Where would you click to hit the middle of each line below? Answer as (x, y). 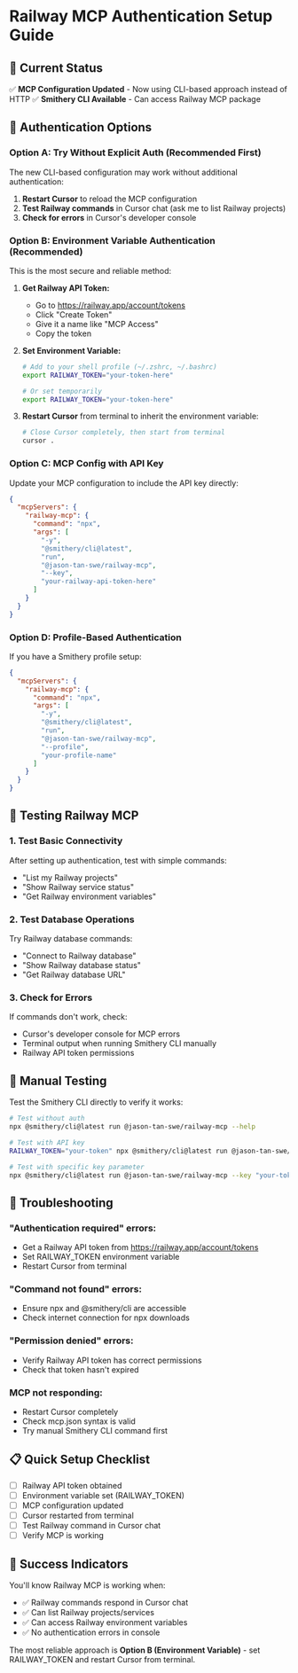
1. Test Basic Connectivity (66, 841)
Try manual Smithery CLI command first (95, 1431)
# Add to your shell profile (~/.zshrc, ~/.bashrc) (119, 367)
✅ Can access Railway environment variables (105, 1622)
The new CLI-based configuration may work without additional (123, 172)
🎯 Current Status (56, 68)
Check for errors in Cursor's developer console (109, 217)
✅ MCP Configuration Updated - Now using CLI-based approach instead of (149, 89)
